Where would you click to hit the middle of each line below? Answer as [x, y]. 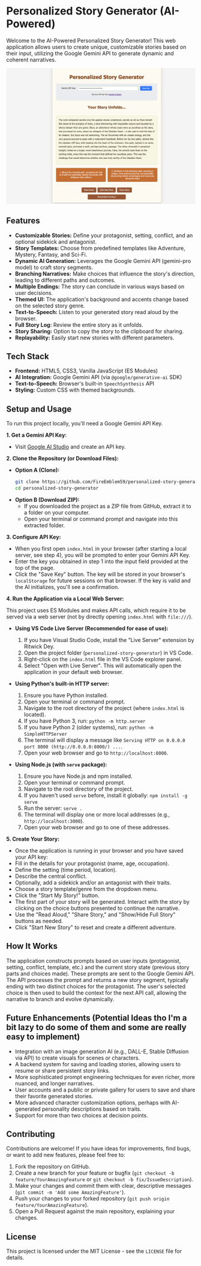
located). [35, 714]
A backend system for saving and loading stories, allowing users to [98, 1064]
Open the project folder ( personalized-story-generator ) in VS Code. [108, 653]
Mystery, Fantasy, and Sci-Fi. [51, 255]
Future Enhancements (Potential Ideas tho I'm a [97, 1018]
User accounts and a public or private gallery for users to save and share [105, 1090]
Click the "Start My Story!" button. [57, 895]
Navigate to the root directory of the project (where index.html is [104, 708]
